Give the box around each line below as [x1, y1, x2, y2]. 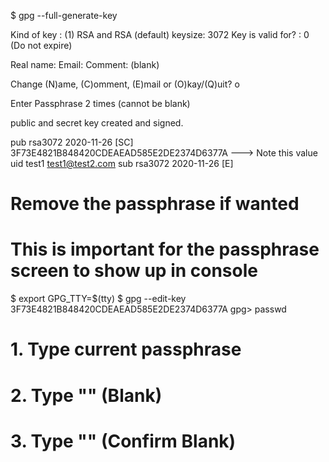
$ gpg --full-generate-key [10, 10, 118, 21]
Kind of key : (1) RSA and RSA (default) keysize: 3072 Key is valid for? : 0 [10, 29, 310, 40]
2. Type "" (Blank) [10, 384, 163, 407]
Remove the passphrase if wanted [10, 193, 300, 215]
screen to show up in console [10, 260, 258, 282]
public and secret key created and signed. [10, 117, 184, 129]
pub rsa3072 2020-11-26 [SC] [10, 136, 134, 148]
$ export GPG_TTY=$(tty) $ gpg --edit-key [10, 293, 187, 305]
